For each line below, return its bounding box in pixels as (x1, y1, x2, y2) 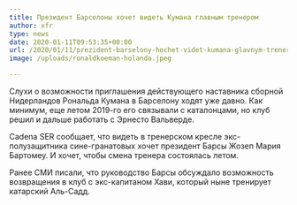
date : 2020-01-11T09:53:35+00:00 (9, 37, 133, 47)
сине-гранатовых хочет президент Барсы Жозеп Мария (69, 140, 281, 151)
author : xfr (9, 21, 53, 30)
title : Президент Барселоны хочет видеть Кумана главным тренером (9, 12, 259, 22)
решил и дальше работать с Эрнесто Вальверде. (9, 114, 194, 125)
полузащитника (9, 140, 68, 151)
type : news (9, 29, 49, 38)
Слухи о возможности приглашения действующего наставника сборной (9, 86, 284, 96)
